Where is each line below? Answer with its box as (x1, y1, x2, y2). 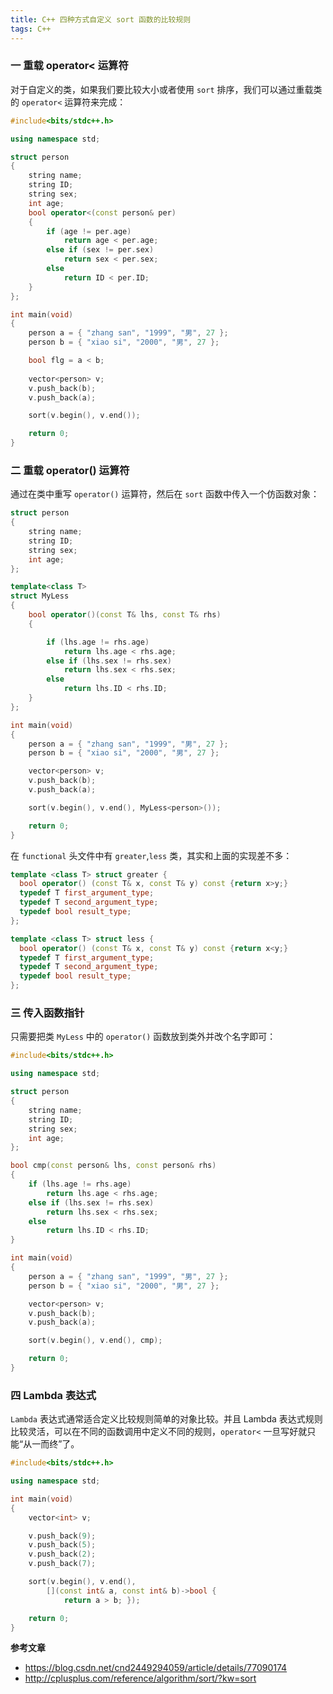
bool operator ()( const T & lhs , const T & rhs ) (28, 610, 222, 620)
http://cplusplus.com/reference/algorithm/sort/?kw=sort (24, 1672, 257, 1685)
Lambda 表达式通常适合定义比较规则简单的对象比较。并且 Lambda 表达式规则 (10, 1413, 323, 1425)
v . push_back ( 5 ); (28, 1540, 97, 1550)
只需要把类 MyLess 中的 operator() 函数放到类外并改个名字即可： (10, 1031, 277, 1043)
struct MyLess (10, 591, 70, 601)
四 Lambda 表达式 (10, 1388, 97, 1402)
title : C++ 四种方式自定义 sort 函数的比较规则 (10, 14, 192, 25)
